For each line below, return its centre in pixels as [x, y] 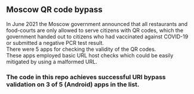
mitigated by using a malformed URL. [52, 61]
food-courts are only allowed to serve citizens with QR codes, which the [95, 30]
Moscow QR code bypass [54, 10]
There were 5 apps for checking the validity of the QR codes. [81, 49]
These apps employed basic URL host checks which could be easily [90, 55]
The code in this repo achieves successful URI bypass [86, 77]
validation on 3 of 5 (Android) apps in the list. [73, 84]
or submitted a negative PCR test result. [55, 43]
